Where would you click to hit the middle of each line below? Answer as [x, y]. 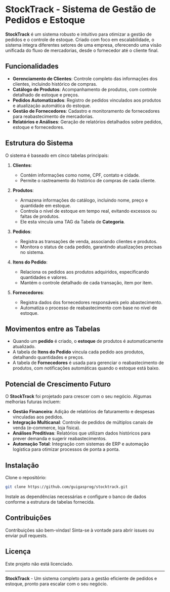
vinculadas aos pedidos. [38, 417]
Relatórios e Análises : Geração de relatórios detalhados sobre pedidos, [88, 122]
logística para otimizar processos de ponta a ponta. [66, 449]
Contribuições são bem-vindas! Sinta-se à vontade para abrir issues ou [80, 530]
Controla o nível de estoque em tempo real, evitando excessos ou [88, 211]
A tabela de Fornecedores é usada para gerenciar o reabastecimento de [88, 363]
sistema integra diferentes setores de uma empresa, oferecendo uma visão [83, 45]
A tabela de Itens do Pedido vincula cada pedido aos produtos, [78, 352]
